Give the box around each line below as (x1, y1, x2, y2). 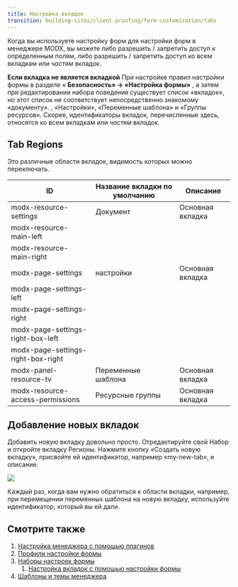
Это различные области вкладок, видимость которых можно (7, 157, 193, 166)
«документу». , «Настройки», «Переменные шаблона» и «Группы (7, 103, 207, 111)
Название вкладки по (95, 181, 173, 191)
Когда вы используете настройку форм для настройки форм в (7, 36, 196, 45)
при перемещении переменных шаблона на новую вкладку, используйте (7, 495, 230, 503)
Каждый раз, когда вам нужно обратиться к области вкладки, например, (7, 487, 230, 496)
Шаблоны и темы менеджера (17, 571, 107, 580)
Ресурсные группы (95, 391, 161, 401)
